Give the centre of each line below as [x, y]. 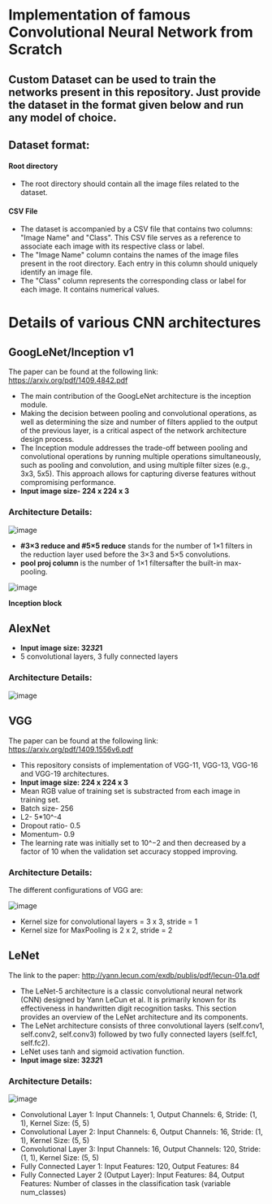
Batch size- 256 [47, 808]
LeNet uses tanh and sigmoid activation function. [102, 1051]
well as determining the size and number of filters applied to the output [139, 422]
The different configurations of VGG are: [76, 890]
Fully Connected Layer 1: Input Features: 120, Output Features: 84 [130, 1166]
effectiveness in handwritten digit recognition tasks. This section [128, 1008]
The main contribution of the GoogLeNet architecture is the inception [136, 396]
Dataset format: [49, 145]
